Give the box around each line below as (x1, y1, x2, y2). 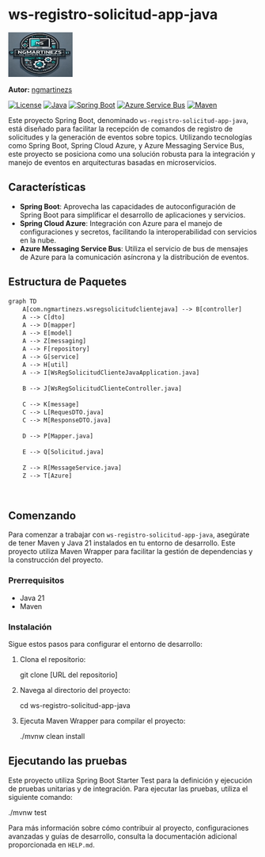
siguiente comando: (8, 792, 73, 802)
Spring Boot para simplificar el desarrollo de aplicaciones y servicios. (19, 210, 246, 220)
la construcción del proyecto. (8, 555, 104, 564)
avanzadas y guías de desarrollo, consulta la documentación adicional (8, 831, 237, 841)
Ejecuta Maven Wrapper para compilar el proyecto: (19, 716, 186, 725)
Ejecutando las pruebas (8, 755, 127, 768)
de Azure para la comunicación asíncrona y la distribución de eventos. (19, 252, 249, 262)
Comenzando (8, 509, 77, 522)
